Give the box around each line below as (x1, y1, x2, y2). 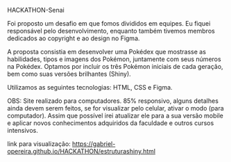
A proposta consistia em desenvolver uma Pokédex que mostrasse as (7, 48, 207, 56)
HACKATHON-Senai (7, 6, 65, 14)
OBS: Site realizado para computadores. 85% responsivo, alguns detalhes (7, 97, 219, 105)
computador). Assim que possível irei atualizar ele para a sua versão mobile (7, 111, 223, 120)
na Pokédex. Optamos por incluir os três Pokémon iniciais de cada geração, (7, 63, 223, 70)
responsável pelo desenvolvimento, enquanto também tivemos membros (7, 27, 215, 35)
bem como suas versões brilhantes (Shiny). (7, 70, 132, 78)
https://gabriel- (71, 140, 116, 148)
